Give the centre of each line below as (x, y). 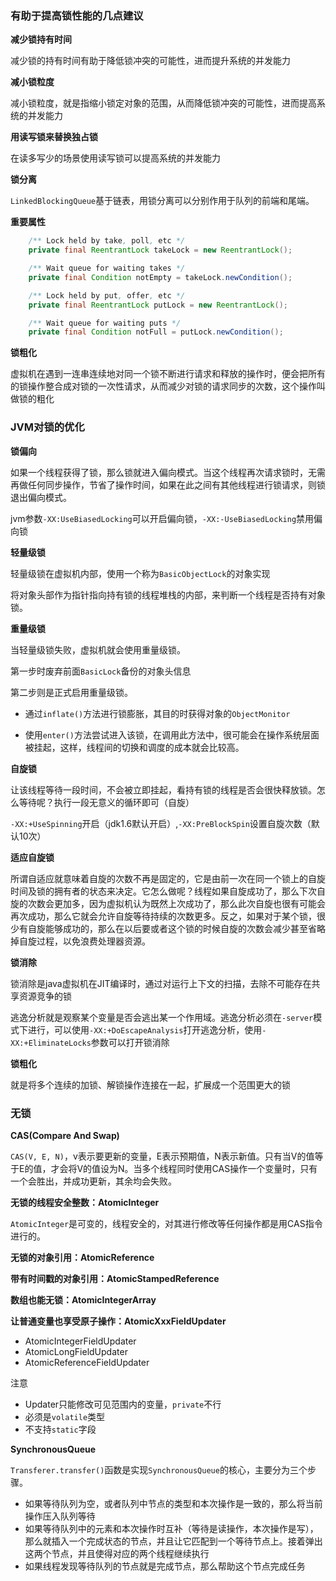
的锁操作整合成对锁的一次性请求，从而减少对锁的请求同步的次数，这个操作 (163, 386)
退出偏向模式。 (41, 497)
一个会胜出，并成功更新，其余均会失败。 (93, 1181)
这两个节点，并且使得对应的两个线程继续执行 (117, 1553)
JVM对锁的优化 (47, 427)
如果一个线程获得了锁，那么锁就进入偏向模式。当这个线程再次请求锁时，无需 (168, 472)
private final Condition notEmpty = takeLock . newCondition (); (160, 277)
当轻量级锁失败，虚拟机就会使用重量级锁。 (98, 649)
